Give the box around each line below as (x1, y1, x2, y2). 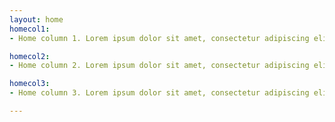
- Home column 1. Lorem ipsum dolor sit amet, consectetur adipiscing (9, 33, 310, 43)
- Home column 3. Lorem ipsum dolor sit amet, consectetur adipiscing (9, 88, 310, 98)
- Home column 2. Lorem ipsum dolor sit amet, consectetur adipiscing (9, 61, 310, 71)
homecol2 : (9, 51, 51, 61)
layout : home (9, 14, 64, 25)
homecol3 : (9, 79, 51, 89)
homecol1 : (9, 24, 51, 34)
